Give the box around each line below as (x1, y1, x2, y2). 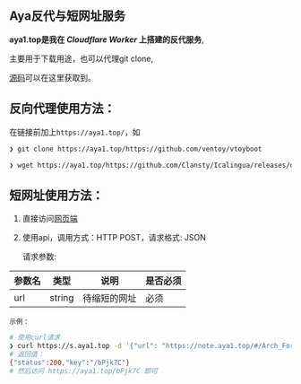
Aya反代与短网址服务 (9, 8, 125, 24)
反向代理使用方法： (9, 101, 116, 117)
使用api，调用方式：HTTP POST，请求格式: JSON (21, 232, 206, 243)
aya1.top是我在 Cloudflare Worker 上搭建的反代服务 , (9, 34, 204, 45)
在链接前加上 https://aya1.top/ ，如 (9, 127, 141, 137)
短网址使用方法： (9, 188, 104, 203)
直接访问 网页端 (21, 214, 78, 224)
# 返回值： (9, 349, 45, 359)
